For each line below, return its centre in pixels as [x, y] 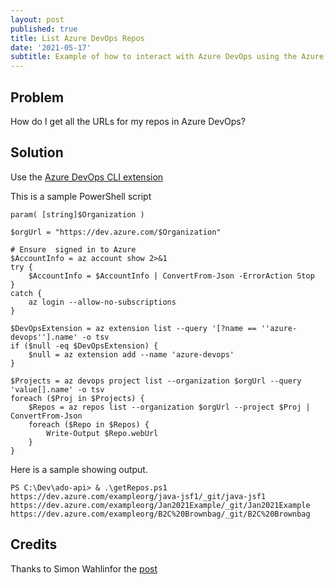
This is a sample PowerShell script [81, 196]
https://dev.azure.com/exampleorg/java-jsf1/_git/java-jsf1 [138, 496]
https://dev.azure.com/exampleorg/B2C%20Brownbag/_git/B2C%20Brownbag [160, 514]
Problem [37, 97]
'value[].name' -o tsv [57, 389]
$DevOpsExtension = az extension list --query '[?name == [133, 328]
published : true [44, 29]
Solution [37, 152]
